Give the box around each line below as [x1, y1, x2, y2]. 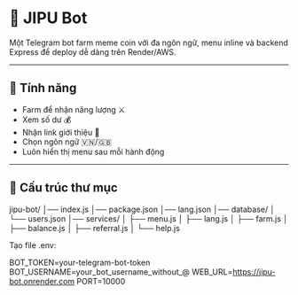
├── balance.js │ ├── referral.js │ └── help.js [9, 222, 180, 233]
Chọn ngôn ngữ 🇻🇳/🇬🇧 [21, 136, 113, 147]
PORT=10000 [76, 276, 126, 286]
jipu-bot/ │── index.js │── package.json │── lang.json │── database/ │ [9, 204, 276, 214]
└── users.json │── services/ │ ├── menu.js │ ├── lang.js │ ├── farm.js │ [9, 213, 288, 224]
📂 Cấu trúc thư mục [9, 181, 118, 196]
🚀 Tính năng [9, 81, 77, 96]
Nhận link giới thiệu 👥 [21, 127, 100, 137]
